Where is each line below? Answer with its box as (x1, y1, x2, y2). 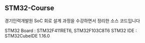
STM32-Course (4, 4, 54, 12)
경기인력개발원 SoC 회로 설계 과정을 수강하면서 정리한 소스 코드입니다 (4, 17, 140, 24)
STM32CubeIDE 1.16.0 (4, 33, 50, 39)
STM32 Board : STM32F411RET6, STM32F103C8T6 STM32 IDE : (4, 27, 137, 34)
